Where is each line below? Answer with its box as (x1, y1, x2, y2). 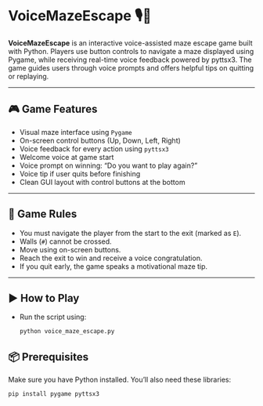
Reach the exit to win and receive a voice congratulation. (19, 253, 203, 263)
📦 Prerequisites (8, 350, 89, 364)
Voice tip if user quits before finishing (19, 169, 141, 178)
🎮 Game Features (8, 103, 98, 116)
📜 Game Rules (8, 208, 77, 221)
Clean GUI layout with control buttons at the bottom (19, 177, 186, 187)
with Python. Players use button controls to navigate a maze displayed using (8, 46, 254, 56)
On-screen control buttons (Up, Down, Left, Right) (19, 136, 182, 145)
